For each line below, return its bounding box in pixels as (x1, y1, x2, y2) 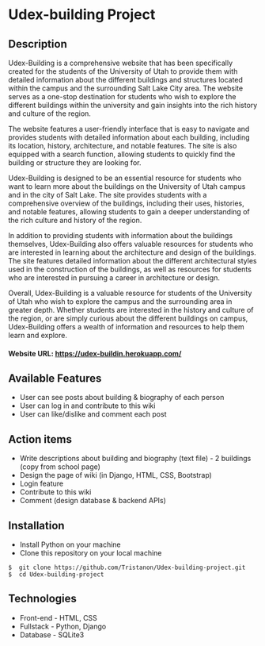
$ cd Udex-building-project (8, 571, 104, 579)
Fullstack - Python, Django (19, 621, 107, 631)
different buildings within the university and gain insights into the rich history (8, 101, 258, 110)
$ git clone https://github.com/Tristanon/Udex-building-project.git (8, 563, 246, 572)
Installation (8, 518, 65, 533)
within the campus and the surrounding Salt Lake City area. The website (8, 83, 244, 93)
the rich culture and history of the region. (8, 216, 142, 225)
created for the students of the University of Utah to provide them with (8, 67, 238, 76)
